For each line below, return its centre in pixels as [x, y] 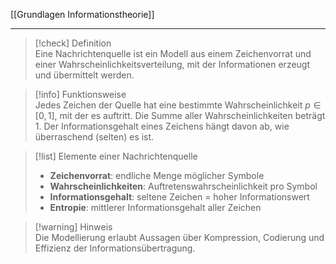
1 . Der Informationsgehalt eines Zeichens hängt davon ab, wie [162, 126]
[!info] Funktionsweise [80, 94]
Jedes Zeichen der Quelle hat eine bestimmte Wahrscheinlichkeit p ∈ [178, 105]
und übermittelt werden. [84, 75]
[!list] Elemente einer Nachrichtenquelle [116, 156]
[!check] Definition [73, 43]
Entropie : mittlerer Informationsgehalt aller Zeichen [155, 207]
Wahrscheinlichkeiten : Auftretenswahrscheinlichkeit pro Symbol [183, 186]
